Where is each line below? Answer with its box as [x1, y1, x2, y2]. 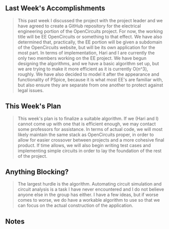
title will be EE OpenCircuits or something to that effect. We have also [17, 33, 162, 39]
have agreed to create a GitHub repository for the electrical [17, 23, 141, 29]
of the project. [17, 153, 48, 159]
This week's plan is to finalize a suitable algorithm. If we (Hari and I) [17, 115, 159, 121]
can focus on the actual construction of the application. [17, 202, 133, 209]
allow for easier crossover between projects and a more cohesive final [17, 136, 164, 143]
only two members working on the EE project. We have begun [17, 55, 147, 61]
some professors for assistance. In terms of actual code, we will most [17, 126, 163, 132]
